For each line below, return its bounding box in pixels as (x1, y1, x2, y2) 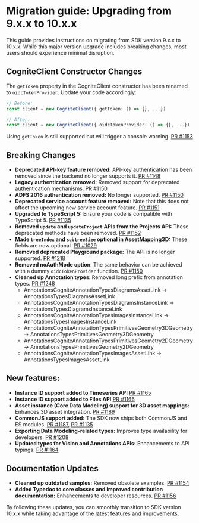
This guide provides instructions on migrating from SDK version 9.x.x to (6, 36, 181, 44)
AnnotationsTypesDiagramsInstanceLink (23, 305, 123, 312)
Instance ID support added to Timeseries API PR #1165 (14, 389, 151, 396)
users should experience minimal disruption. (6, 49, 115, 56)
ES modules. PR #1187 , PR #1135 (14, 420, 93, 428)
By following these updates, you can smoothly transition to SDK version (6, 503, 181, 510)
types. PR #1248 (14, 280, 55, 287)
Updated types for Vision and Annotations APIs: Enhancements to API (14, 440, 190, 447)
